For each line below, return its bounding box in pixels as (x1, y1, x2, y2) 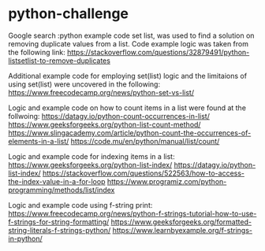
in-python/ (8, 234, 43, 243)
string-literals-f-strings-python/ (8, 225, 111, 234)
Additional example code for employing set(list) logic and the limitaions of (8, 71, 247, 80)
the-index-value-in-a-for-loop (8, 176, 106, 186)
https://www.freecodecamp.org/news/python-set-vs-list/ (8, 87, 195, 97)
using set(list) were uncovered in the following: (8, 79, 160, 89)
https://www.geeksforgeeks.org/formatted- (110, 217, 252, 227)
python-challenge (8, 5, 129, 23)
